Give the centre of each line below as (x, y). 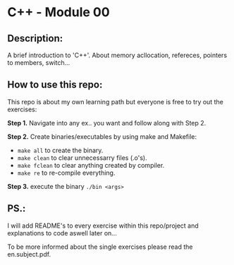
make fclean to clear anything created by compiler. (91, 165)
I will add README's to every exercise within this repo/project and (103, 226)
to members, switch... (39, 63)
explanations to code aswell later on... (62, 233)
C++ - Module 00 (59, 12)
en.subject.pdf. (29, 254)
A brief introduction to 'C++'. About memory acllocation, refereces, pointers (117, 55)
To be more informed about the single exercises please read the (100, 247)
